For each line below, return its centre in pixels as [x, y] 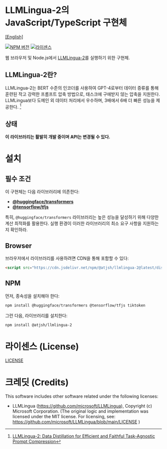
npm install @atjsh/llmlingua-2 [39, 325]
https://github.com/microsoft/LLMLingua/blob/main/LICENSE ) [76, 422]
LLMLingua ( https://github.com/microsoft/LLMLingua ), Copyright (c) [82, 406]
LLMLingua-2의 [37, 10]
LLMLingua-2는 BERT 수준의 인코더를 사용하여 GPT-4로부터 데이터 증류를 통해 [82, 88]
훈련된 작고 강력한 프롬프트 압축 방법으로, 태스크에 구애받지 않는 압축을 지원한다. [83, 94]
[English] [14, 37]
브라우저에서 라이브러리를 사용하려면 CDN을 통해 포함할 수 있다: [67, 258]
